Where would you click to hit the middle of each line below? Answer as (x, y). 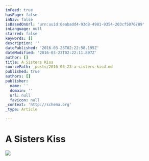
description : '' (22, 43)
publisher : (17, 81)
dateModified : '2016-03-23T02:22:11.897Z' (51, 52)
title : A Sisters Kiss (29, 62)
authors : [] (18, 76)
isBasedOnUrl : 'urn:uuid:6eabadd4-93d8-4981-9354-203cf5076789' (75, 24)
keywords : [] (19, 39)
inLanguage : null (24, 29)
